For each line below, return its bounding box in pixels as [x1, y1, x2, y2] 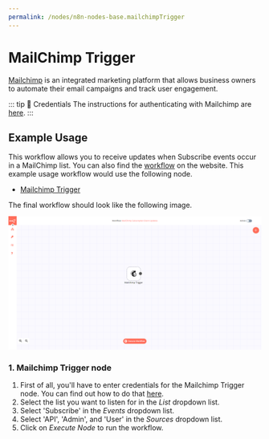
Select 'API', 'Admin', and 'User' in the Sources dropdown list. [19, 414, 223, 425]
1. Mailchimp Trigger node [8, 362, 112, 373]
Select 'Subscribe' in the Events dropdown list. [19, 406, 175, 416]
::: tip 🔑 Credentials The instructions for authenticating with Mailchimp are [8, 99, 252, 108]
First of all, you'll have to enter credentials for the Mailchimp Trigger [19, 380, 245, 390]
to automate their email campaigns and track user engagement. [8, 83, 218, 93]
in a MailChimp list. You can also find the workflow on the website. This [8, 161, 244, 170]
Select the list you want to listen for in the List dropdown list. [19, 397, 220, 407]
